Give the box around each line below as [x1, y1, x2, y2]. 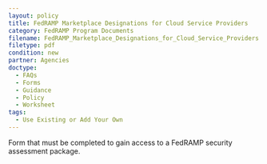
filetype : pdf [8, 42, 56, 50]
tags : [8, 109, 26, 117]
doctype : [8, 64, 38, 72]
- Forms [15, 78, 42, 86]
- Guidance [15, 86, 52, 94]
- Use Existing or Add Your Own [15, 116, 124, 124]
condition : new [8, 49, 59, 57]
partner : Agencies [8, 57, 70, 65]
